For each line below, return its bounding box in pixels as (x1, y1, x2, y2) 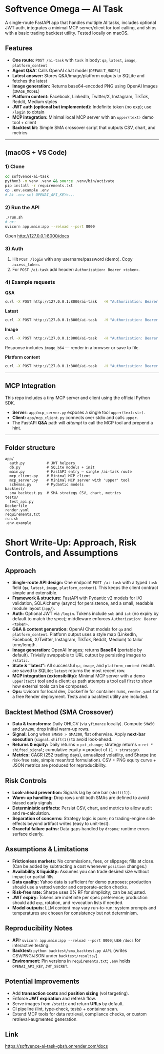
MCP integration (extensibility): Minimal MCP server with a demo (12, 673, 145, 679)
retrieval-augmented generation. (12, 1016, 78, 1022)
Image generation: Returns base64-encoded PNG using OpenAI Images (12, 83, 158, 89)
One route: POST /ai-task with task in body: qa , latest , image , (12, 57, 137, 63)
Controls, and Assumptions (5, 547, 119, 558)
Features (5, 44, 33, 52)
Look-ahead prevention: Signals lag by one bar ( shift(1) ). (12, 790, 131, 796)
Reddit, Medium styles (12, 99, 58, 105)
